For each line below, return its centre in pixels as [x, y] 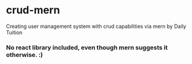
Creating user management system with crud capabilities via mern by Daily [96, 26]
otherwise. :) [25, 55]
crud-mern [33, 10]
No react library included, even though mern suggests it [87, 47]
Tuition [14, 32]
